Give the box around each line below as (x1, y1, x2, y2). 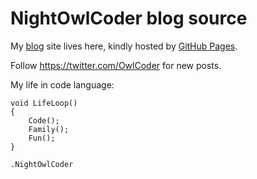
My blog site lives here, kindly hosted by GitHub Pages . (10, 40, 238, 52)
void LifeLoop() (10, 98, 78, 108)
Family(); (28, 124, 70, 134)
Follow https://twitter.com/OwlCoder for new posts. (10, 59, 222, 71)
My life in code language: (10, 78, 115, 91)
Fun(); (28, 133, 56, 143)
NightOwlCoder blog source (10, 7, 248, 30)
